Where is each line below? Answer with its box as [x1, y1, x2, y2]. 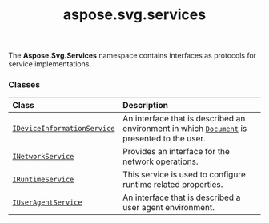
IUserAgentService [12, 198, 82, 207]
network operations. [122, 156, 199, 167]
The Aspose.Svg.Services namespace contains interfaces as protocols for [8, 50, 257, 61]
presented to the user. [122, 133, 207, 145]
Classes [8, 79, 41, 90]
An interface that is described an [122, 113, 246, 125]
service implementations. [8, 59, 92, 69]
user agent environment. [122, 202, 215, 213]
